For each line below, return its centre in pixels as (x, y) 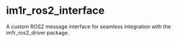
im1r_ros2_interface (55, 11)
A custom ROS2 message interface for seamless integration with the (88, 26)
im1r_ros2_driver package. (38, 32)
